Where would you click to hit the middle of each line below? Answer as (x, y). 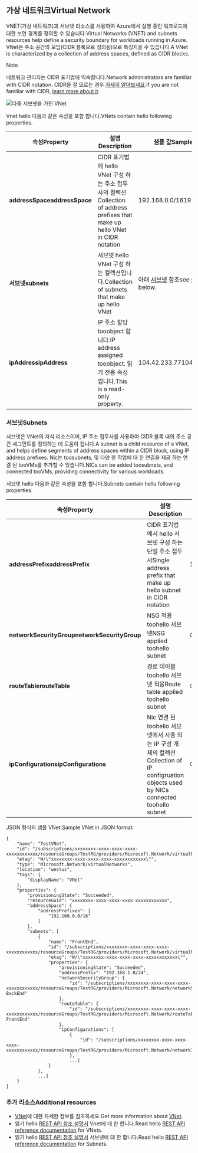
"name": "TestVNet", (42, 844)
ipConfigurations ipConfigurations (57, 764)
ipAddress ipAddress (38, 362)
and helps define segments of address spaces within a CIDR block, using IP (98, 451)
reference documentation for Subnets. (61, 1144)
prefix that (161, 575)
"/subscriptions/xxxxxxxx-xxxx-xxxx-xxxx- (138, 1009)
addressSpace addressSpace (51, 200)
